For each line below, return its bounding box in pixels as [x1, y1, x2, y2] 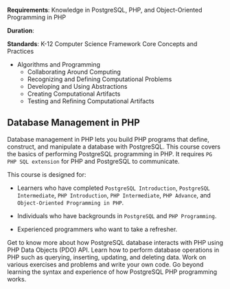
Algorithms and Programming [16, 61, 101, 68]
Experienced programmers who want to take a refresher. [16, 225, 178, 233]
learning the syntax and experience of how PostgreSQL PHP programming [7, 268, 218, 276]
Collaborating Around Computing [27, 68, 122, 76]
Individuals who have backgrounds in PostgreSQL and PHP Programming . [16, 211, 217, 220]
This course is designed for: [7, 170, 87, 178]
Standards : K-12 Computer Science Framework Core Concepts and [7, 40, 198, 47]
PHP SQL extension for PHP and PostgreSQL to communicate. [7, 157, 180, 165]
